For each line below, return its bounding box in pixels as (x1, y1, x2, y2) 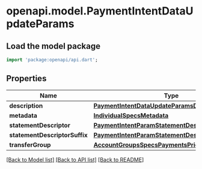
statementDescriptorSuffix (9, 131, 88, 139)
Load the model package (6, 41, 101, 51)
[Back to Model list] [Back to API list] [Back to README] (6, 156, 144, 163)
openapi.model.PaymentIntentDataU (6, 4, 194, 18)
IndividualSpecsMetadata (93, 111, 169, 120)
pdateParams (6, 17, 75, 31)
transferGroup (9, 140, 51, 149)
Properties (6, 73, 47, 84)
